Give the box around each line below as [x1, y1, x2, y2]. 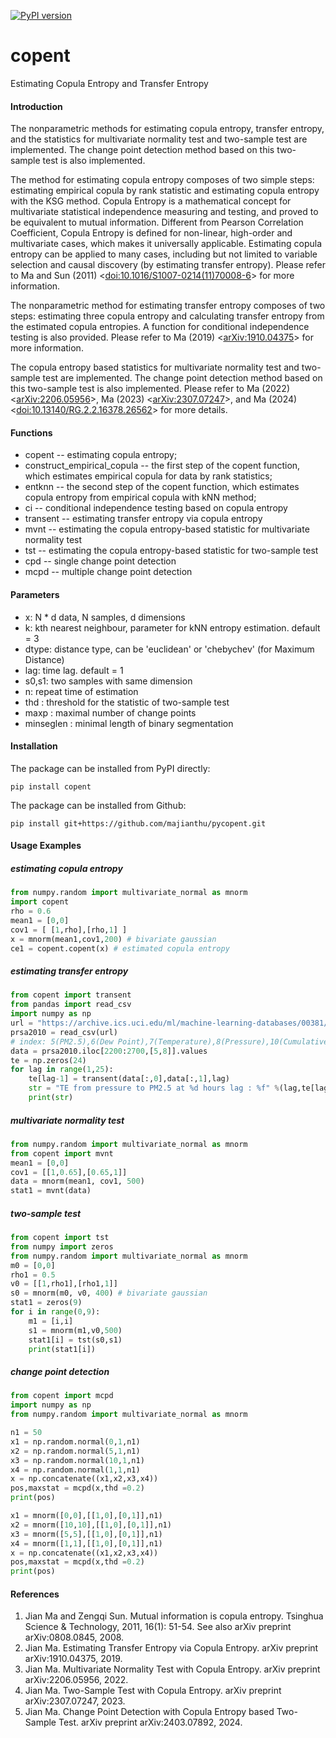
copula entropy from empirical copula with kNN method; [24, 491, 257, 504]
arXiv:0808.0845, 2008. [24, 1631, 125, 1644]
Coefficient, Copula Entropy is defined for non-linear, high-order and [10, 227, 293, 239]
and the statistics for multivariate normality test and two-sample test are [10, 133, 308, 145]
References [10, 1588, 60, 1600]
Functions [10, 426, 53, 439]
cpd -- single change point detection [24, 555, 177, 567]
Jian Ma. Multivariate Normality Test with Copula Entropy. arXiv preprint [24, 1663, 321, 1675]
